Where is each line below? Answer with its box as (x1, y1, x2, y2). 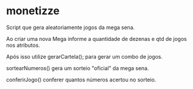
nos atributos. (6, 42, 41, 49)
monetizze (6, 4, 60, 18)
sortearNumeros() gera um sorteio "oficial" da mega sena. (6, 64, 149, 72)
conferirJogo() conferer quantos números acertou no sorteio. (6, 76, 157, 83)
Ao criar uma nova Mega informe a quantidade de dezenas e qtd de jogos (6, 35, 187, 42)
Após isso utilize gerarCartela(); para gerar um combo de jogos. (6, 53, 163, 60)
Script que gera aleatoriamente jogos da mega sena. (6, 24, 135, 31)
